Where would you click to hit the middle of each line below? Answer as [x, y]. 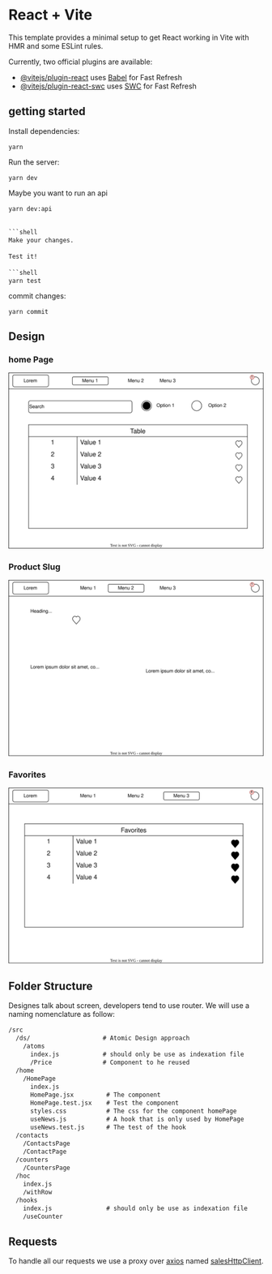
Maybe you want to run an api [58, 193]
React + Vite [51, 15]
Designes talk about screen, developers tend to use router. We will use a [129, 1006]
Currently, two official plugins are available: [81, 62]
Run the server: [34, 162]
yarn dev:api [30, 208]
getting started [47, 112]
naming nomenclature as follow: [62, 1014]
